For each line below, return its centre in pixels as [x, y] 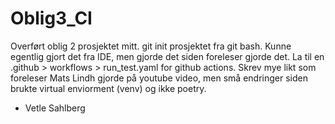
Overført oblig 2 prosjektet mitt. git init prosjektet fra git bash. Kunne [151, 46]
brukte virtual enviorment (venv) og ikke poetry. [108, 88]
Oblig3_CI [51, 18]
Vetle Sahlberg [55, 108]
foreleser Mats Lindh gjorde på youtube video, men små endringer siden [159, 78]
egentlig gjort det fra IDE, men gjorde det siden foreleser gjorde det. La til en [167, 56]
